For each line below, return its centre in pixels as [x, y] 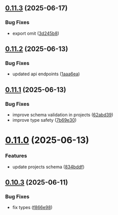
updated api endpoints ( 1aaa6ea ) [46, 74]
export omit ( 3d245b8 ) [36, 33]
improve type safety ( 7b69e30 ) [44, 120]
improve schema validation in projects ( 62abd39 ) [63, 115]
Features [16, 156]
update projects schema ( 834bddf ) [48, 167]
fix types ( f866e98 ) [32, 208]
